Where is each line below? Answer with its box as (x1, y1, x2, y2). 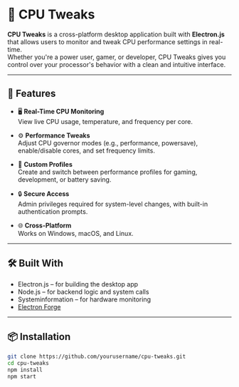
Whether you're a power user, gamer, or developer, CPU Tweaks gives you (7, 53, 226, 61)
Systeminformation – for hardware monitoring (17, 295, 152, 304)
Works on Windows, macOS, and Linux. (17, 229, 134, 237)
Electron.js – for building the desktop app (17, 279, 139, 288)
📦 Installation (7, 331, 71, 343)
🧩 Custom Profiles (17, 160, 73, 168)
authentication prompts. (17, 207, 88, 216)
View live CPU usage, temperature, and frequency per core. (17, 117, 193, 125)
